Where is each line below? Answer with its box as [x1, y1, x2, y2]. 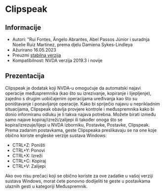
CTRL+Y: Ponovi [12, 147, 45, 153]
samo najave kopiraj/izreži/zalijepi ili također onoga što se [5, 117, 123, 123]
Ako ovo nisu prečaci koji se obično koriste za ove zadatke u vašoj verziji [5, 173, 153, 179]
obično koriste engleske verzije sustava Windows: [5, 132, 107, 138]
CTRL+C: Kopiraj [12, 158, 46, 164]
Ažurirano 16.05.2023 [12, 47, 56, 53]
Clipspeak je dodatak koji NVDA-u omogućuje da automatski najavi [5, 85, 141, 91]
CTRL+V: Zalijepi [12, 163, 46, 169]
